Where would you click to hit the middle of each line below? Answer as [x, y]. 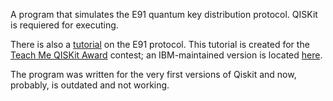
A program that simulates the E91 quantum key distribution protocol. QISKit [164, 14]
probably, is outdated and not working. [90, 85]
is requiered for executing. [64, 25]
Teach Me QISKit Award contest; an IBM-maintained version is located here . [166, 55]
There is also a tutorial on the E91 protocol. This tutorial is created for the [160, 44]
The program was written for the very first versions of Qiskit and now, [153, 74]
